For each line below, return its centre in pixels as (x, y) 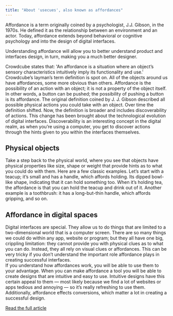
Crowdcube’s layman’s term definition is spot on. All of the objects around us (86, 77)
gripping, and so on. (27, 199)
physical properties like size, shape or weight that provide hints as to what (84, 166)
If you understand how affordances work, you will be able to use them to (82, 266)
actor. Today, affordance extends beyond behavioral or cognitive (74, 35)
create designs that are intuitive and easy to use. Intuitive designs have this (85, 276)
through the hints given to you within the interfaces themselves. (73, 132)
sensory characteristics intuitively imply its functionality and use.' (75, 72)
